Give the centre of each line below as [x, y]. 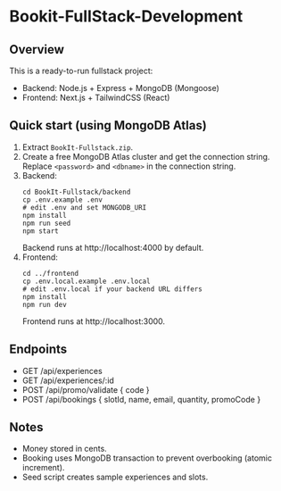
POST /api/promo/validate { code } [86, 389]
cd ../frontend [50, 273]
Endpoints [38, 350]
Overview [37, 50]
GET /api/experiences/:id [68, 380]
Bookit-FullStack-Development [126, 17]
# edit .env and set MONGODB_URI [84, 207]
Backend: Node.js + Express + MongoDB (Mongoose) [121, 88]
